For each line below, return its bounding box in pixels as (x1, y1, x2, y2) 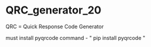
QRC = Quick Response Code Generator (5, 23, 104, 30)
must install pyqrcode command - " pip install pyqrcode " (5, 34, 146, 41)
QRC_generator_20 (5, 4, 102, 17)
